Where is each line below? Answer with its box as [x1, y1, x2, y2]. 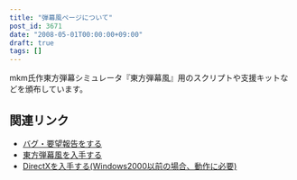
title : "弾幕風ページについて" [9, 13, 113, 22]
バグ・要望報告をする [22, 138, 102, 148]
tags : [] [9, 47, 42, 56]
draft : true [9, 38, 54, 48]
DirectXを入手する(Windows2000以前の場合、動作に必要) [22, 160, 237, 171]
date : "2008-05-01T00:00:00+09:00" [9, 30, 144, 39]
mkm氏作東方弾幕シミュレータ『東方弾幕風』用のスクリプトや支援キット [9, 73, 281, 84]
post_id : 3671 [9, 22, 63, 31]
